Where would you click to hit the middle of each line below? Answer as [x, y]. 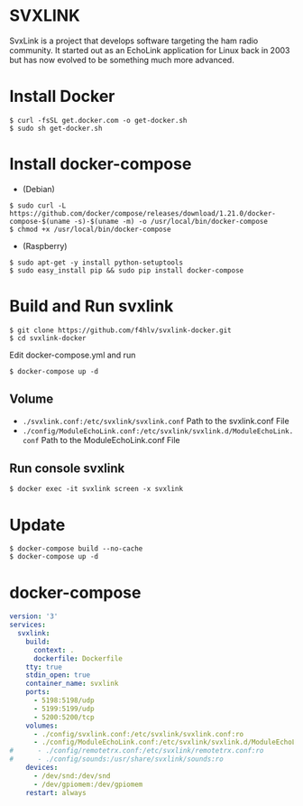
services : [28, 625]
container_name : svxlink [72, 684]
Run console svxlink [67, 468]
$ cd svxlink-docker [48, 338]
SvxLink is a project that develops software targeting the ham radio [134, 41]
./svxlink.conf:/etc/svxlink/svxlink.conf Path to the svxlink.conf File [156, 421]
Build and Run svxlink [92, 306]
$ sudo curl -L [38, 205]
